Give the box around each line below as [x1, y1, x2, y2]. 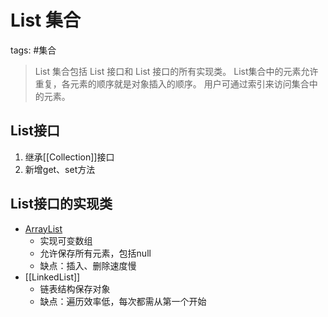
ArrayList [24, 222, 63, 235]
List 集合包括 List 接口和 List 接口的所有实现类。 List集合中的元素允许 [34, 65, 319, 77]
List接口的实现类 [10, 196, 113, 213]
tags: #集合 [10, 44, 57, 56]
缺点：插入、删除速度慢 [39, 259, 137, 271]
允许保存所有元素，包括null [39, 247, 152, 259]
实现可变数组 [39, 234, 93, 246]
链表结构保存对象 [39, 282, 111, 295]
